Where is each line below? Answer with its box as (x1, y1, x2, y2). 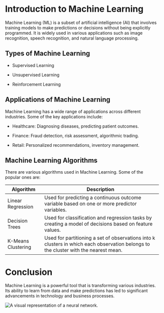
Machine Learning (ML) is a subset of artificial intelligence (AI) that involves (5, 20, 157, 25)
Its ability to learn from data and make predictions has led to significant (5, 288, 148, 294)
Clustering (7, 244, 32, 250)
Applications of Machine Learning (5, 95, 111, 104)
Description (86, 186, 115, 193)
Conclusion (5, 267, 53, 277)
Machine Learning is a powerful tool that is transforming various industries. (5, 283, 156, 289)
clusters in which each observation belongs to (44, 241, 150, 247)
